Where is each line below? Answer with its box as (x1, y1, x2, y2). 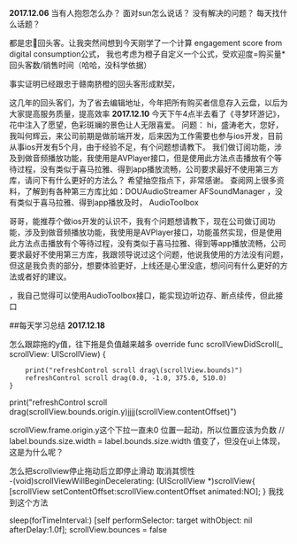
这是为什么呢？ (9, 447, 64, 457)
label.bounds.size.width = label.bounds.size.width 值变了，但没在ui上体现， (9, 436, 286, 446)
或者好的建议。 (16, 271, 72, 282)
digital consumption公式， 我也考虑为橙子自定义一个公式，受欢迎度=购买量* (9, 49, 286, 59)
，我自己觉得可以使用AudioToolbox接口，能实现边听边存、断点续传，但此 (9, 291, 276, 300)
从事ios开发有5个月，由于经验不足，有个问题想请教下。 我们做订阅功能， (9, 142, 275, 152)
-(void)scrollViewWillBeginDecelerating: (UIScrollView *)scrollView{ (9, 476, 256, 486)
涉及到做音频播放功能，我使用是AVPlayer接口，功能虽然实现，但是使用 (24, 227, 283, 237)
